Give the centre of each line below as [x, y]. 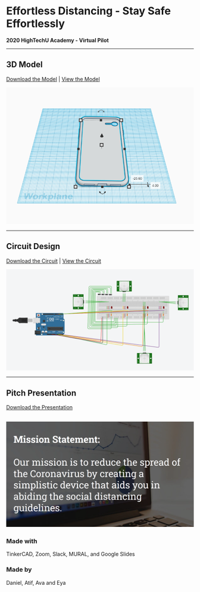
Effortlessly [36, 24]
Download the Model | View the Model [53, 79]
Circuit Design [33, 246]
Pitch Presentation [41, 393]
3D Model [24, 65]
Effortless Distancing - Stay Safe [89, 11]
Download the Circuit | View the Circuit [54, 260]
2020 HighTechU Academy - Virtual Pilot [57, 40]
